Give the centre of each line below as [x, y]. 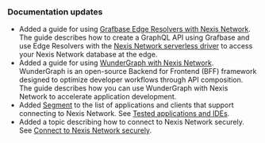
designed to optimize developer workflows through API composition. [131, 80]
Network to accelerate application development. [98, 97]
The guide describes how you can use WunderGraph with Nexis [123, 88]
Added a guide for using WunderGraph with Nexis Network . [116, 63]
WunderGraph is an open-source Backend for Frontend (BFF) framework [138, 71]
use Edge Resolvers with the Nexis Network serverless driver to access [136, 46]
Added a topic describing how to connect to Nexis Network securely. [132, 122]
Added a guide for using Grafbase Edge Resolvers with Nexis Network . [135, 29]
